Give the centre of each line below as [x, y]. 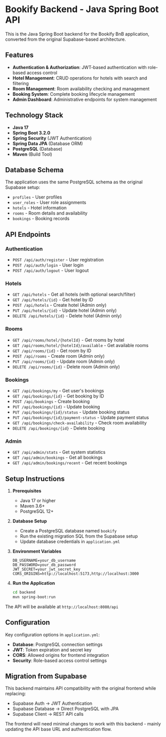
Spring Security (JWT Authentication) [52, 138]
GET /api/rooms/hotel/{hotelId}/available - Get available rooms [80, 345]
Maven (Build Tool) [32, 154]
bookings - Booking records [41, 219]
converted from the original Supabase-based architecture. [66, 39]
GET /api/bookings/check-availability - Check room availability [79, 423]
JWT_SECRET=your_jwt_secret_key [46, 569]
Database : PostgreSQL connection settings [58, 644]
